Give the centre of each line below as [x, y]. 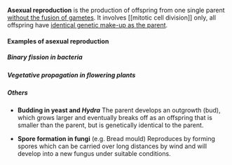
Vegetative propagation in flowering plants [71, 75]
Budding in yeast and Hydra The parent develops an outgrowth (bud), [119, 110]
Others [18, 92]
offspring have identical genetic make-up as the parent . [88, 25]
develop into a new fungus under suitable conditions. [94, 154]
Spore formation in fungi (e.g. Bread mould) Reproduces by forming [116, 139]
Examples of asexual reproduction [58, 41]
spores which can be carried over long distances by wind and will [112, 146]
